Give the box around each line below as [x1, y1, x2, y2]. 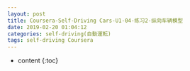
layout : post [7, 10, 46, 18]
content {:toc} [17, 56, 59, 65]
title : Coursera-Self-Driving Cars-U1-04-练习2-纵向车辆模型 [7, 17, 183, 24]
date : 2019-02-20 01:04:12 [7, 23, 87, 31]
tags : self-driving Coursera [7, 37, 94, 44]
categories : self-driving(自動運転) [7, 30, 111, 38]
